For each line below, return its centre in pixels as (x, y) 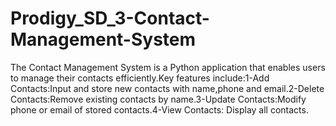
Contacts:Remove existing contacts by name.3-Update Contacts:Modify (158, 99)
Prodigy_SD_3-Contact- (110, 18)
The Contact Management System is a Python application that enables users (168, 67)
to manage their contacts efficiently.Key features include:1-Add (140, 78)
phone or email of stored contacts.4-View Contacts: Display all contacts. (159, 109)
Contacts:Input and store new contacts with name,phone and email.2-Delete (167, 88)
